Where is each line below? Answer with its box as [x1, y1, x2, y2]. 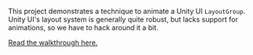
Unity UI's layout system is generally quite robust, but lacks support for [8, 15, 238, 24]
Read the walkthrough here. [8, 38, 98, 47]
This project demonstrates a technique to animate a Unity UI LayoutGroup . [8, 7, 246, 15]
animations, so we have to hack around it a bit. [8, 23, 159, 32]
